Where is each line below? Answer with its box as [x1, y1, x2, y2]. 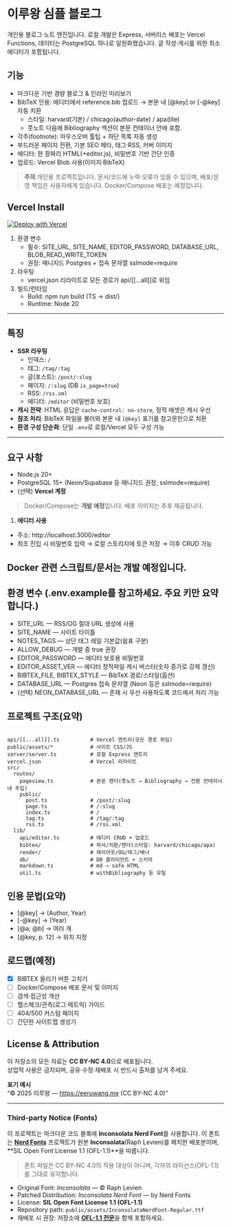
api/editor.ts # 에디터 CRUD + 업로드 [19, 834, 150, 841]
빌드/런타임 [16, 284, 48, 292]
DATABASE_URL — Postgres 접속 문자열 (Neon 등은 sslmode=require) [16, 680, 212, 688]
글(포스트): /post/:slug [27, 373, 92, 381]
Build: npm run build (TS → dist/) [27, 292, 120, 300]
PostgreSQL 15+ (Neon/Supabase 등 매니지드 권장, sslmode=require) [16, 479, 210, 487]
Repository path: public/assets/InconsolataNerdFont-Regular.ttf [16, 1205, 205, 1214]
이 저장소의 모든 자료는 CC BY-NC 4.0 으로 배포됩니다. [7, 1057, 153, 1066]
